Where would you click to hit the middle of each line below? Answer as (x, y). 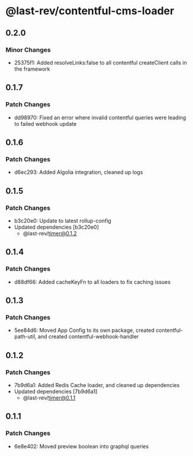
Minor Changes (28, 50)
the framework (32, 69)
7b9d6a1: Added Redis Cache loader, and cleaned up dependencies (97, 385)
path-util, (25, 337)
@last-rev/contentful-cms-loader (90, 11)
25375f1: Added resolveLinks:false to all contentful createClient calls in (100, 62)
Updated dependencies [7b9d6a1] (56, 391)
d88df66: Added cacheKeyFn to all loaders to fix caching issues (92, 282)
